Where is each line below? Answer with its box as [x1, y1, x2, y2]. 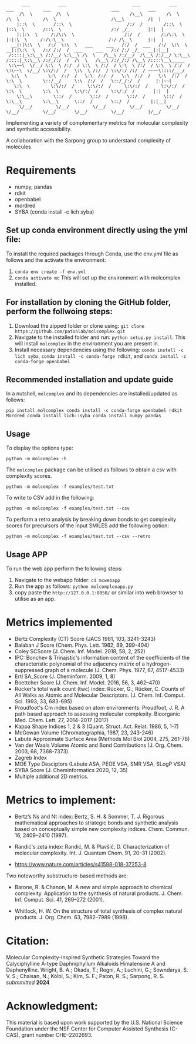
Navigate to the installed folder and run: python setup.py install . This [14, 334, 186, 341]
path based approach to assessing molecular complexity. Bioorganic [14, 710, 180, 717]
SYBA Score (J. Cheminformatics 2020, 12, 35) [14, 766, 128, 773]
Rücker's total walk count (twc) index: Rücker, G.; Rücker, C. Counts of [14, 685, 185, 692]
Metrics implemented [6, 616, 113, 629]
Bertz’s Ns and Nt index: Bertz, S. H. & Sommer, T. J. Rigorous [14, 813, 164, 820]
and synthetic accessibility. [6, 125, 72, 132]
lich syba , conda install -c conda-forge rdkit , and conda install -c [14, 352, 187, 360]
